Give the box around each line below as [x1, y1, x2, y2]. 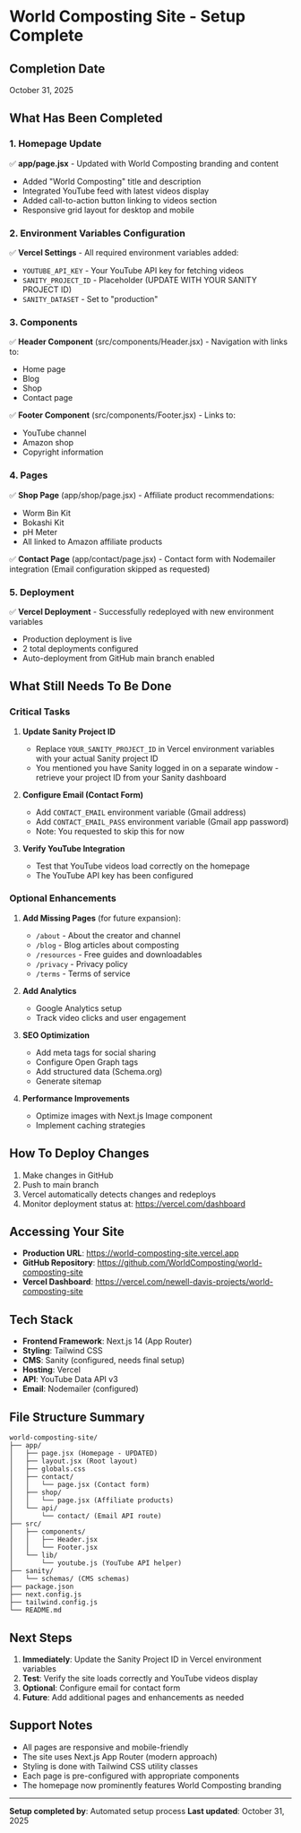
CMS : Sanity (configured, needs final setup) [21, 1355, 185, 1366]
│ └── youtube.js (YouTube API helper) [9, 1559, 182, 1568]
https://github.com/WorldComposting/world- [97, 1258, 262, 1268]
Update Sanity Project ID [21, 726, 116, 737]
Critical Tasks [9, 705, 71, 718]
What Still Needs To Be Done [9, 679, 172, 694]
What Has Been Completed [9, 110, 163, 126]
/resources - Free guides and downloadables [35, 948, 202, 960]
